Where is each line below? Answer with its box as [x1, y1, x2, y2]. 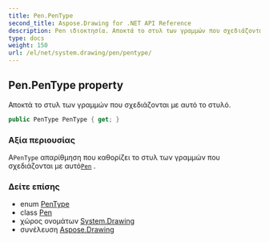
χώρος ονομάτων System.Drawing [19, 216, 134, 226]
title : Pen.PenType [8, 11, 74, 20]
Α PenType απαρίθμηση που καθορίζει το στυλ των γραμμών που [8, 152, 220, 162]
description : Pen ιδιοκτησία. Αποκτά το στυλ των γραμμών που [8, 26, 220, 34]
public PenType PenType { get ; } [8, 115, 120, 123]
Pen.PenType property [8, 79, 124, 92]
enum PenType [19, 200, 70, 209]
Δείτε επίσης [8, 181, 60, 192]
